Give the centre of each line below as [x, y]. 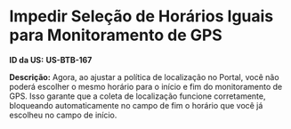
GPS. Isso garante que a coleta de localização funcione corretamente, [137, 96]
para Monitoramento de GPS [116, 35]
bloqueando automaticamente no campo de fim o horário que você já [136, 105]
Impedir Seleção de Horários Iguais [141, 16]
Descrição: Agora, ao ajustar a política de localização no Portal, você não [144, 77]
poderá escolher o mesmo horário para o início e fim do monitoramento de [146, 86]
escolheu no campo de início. [63, 115]
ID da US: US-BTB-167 [51, 60]
